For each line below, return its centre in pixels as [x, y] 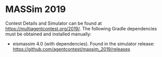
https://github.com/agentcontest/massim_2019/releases [71, 49]
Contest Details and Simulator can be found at [53, 23]
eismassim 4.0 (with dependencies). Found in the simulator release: [84, 43]
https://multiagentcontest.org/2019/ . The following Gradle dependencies [81, 28]
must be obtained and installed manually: [48, 34]
